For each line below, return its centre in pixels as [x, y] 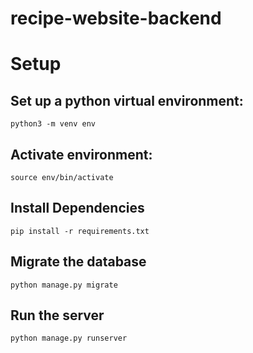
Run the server [57, 315]
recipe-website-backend [116, 18]
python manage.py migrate [64, 285]
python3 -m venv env [53, 124]
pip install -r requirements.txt [80, 231]
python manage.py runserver [69, 338]
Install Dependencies [77, 208]
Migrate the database [78, 262]
